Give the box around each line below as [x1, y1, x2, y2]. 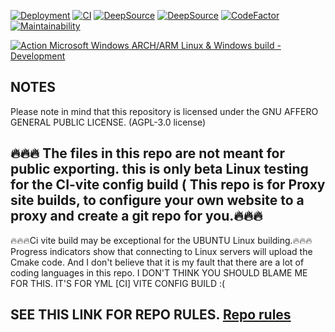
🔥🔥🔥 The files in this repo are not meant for [10, 145, 286, 162]
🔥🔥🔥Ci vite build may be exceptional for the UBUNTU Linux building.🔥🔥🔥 [10, 234, 313, 246]
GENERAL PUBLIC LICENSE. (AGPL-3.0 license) [10, 116, 207, 128]
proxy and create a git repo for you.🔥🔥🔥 [10, 208, 263, 225]
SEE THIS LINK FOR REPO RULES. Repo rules [10, 306, 292, 324]
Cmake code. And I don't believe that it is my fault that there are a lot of [10, 256, 305, 268]
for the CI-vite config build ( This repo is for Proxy [10, 176, 326, 194]
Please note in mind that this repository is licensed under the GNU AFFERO [10, 105, 319, 117]
